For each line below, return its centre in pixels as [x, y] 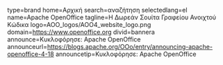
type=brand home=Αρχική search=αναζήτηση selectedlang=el [97, 10]
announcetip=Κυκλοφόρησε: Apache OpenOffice [126, 54]
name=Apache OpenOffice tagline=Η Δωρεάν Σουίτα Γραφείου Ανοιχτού [112, 17]
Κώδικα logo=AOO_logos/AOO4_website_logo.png [79, 25]
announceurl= [27, 47]
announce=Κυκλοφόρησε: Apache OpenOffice [74, 39]
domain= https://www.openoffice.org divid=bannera [81, 32]
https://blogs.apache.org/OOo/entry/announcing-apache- [130, 47]
